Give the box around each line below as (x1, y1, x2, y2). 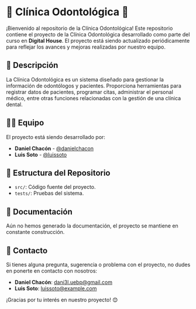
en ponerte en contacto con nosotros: (6, 267, 98, 274)
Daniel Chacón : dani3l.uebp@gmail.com (14, 279, 113, 286)
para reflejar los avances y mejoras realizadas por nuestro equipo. (6, 43, 166, 50)
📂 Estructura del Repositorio (6, 168, 111, 178)
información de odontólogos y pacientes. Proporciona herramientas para (6, 82, 181, 89)
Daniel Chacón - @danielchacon (14, 145, 94, 152)
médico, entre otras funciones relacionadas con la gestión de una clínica (6, 94, 181, 101)
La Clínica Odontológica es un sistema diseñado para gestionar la (6, 76, 164, 83)
